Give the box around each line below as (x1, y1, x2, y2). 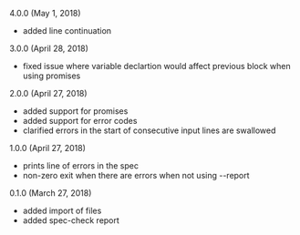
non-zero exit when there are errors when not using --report (22, 170, 250, 180)
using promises (22, 70, 81, 81)
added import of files (22, 205, 102, 216)
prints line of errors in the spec (22, 160, 140, 171)
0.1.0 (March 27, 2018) (9, 188, 92, 199)
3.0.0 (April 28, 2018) (9, 43, 89, 54)
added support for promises (22, 106, 129, 117)
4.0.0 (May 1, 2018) (9, 8, 81, 18)
